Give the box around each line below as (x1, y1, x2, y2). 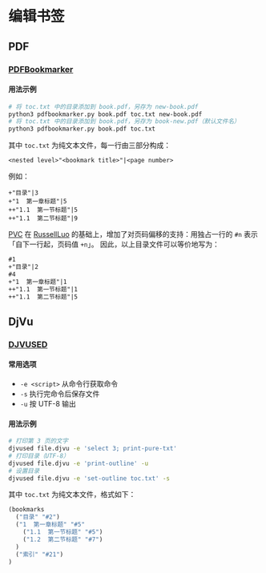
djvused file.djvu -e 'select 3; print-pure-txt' (8, 445, 178, 453)
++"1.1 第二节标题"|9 (8, 214, 79, 222)
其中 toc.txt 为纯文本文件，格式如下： (8, 490, 136, 499)
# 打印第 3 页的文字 (8, 437, 69, 445)
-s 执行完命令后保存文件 (19, 389, 100, 399)
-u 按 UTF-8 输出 (19, 399, 76, 408)
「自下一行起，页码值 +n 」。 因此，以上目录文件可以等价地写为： (8, 239, 220, 249)
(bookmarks (8, 506, 45, 514)
